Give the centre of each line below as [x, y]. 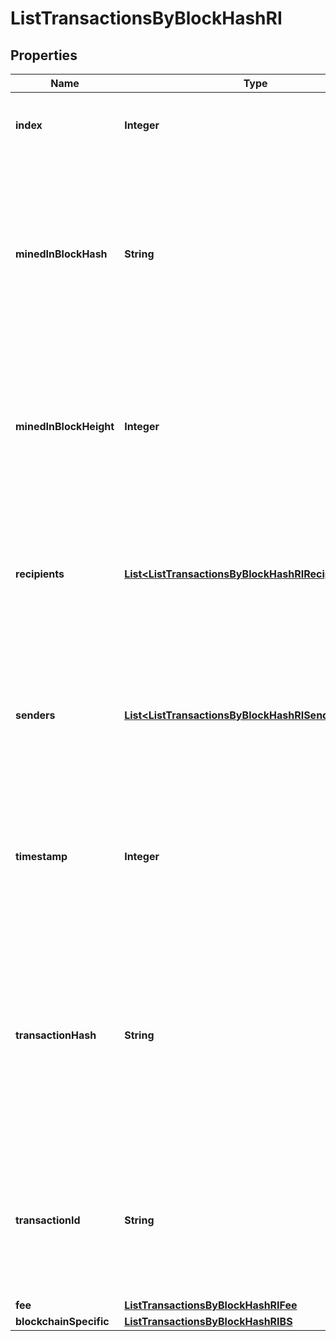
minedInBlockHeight [65, 426]
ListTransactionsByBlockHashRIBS [208, 1321]
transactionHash [56, 1035]
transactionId [48, 1220]
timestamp [41, 856]
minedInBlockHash [61, 254]
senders [35, 715]
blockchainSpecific [62, 1321]
